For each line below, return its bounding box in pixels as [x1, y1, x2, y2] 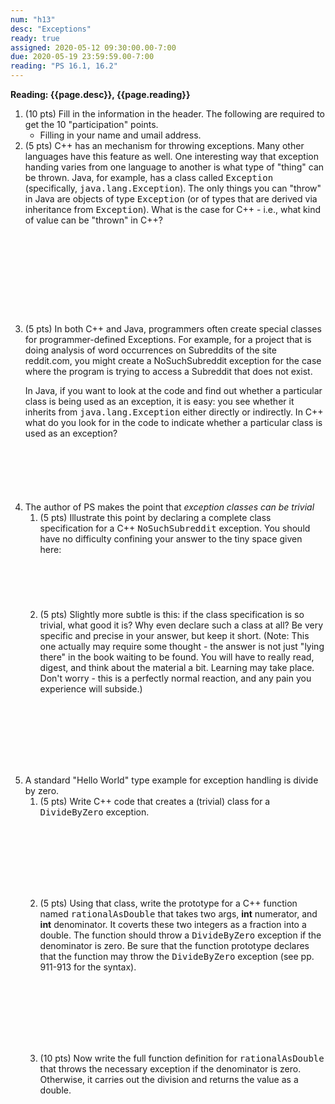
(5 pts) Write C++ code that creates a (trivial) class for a [39, 796, 271, 807]
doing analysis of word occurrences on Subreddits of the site [24, 344, 277, 356]
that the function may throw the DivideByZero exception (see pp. [39, 951, 315, 962]
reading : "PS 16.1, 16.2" [10, 61, 118, 71]
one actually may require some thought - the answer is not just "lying [39, 641, 325, 652]
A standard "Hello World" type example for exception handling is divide [24, 774, 319, 786]
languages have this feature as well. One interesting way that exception [24, 151, 319, 162]
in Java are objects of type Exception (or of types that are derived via [24, 193, 318, 205]
